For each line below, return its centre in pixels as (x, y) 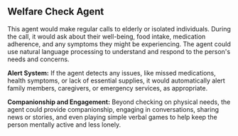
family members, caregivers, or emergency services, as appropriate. (108, 88)
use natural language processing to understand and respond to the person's (119, 51)
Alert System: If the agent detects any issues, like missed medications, (112, 73)
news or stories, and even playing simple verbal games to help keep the (113, 117)
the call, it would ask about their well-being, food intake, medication (107, 36)
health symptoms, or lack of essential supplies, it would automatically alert (116, 80)
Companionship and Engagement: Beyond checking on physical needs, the (119, 102)
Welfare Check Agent (56, 12)
